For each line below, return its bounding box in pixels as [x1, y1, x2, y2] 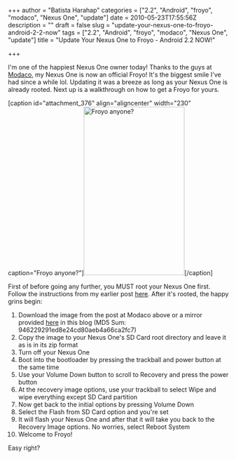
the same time [18, 363, 60, 371]
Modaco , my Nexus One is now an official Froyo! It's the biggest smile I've [8, 70, 221, 79]
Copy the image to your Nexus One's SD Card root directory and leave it [18, 333, 226, 341]
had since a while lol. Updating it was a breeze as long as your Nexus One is [8, 78, 228, 86]
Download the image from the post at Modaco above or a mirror [18, 311, 202, 319]
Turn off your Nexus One [18, 348, 90, 357]
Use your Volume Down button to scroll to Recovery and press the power [18, 371, 229, 378]
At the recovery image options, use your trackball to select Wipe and [18, 385, 216, 394]
